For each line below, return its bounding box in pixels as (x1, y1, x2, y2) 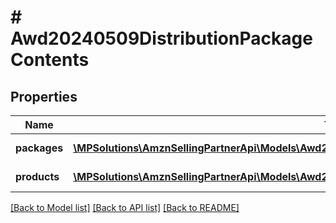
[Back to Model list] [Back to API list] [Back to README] (10, 202, 240, 213)
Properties (10, 88, 78, 105)
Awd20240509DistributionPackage (10, 27, 313, 50)
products (15, 170, 60, 183)
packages (15, 141, 64, 155)
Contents (10, 49, 90, 71)
